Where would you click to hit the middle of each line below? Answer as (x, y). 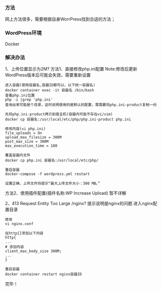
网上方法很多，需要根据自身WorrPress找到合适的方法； (60, 19)
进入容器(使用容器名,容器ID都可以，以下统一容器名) (50, 85)
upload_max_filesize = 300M (33, 137)
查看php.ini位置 (20, 95)
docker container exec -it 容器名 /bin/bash (50, 90)
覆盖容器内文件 (18, 155)
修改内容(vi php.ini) (25, 129)
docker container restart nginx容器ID (43, 274)
